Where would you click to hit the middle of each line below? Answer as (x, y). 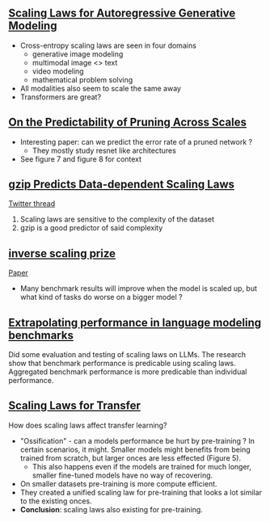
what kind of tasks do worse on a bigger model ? (101, 297)
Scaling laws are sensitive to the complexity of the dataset (117, 219)
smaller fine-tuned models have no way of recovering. (122, 475)
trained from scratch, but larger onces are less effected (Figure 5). (130, 458)
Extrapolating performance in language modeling (135, 322)
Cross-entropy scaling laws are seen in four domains (108, 45)
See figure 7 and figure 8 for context (81, 159)
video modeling (58, 71)
